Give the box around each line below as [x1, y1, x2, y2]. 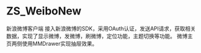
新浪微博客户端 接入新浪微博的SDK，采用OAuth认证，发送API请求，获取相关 [6, 25, 196, 32]
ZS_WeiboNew [6, 4, 81, 18]
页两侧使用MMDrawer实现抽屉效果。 [6, 40, 98, 47]
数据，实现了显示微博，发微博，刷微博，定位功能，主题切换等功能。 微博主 [6, 32, 193, 40]
